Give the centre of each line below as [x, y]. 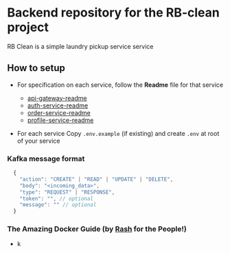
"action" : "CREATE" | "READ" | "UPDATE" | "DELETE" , [96, 179]
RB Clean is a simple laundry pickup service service [80, 46]
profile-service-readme [60, 120]
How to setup [36, 68]
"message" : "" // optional [58, 205]
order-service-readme [59, 112]
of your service [38, 141]
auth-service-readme [58, 105]
